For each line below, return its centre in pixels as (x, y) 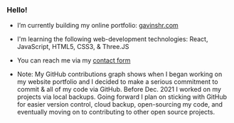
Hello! (17, 10)
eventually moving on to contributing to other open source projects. (116, 112)
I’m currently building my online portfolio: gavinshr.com (97, 26)
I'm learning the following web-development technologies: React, (112, 39)
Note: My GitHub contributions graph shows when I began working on (119, 74)
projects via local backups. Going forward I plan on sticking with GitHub (122, 97)
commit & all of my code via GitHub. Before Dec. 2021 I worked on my (119, 90)
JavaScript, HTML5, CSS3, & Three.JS (73, 47)
